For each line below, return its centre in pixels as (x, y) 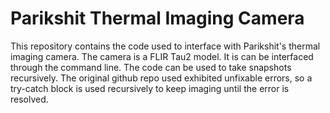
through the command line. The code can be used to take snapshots (151, 67)
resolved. (29, 99)
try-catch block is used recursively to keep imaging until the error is (150, 88)
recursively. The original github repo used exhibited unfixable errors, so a (161, 78)
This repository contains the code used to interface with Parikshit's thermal (165, 46)
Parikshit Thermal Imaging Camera (157, 18)
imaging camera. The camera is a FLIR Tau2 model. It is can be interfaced (162, 56)
